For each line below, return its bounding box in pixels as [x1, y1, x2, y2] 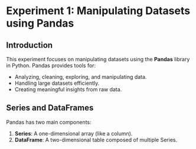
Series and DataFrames [6, 103, 94, 113]
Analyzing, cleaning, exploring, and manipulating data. [14, 74, 147, 80]
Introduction [6, 40, 53, 50]
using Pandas [6, 16, 74, 30]
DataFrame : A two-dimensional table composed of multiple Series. [14, 136, 178, 143]
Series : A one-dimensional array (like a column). [14, 130, 133, 137]
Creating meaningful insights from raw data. [14, 86, 122, 92]
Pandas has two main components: [6, 118, 92, 125]
